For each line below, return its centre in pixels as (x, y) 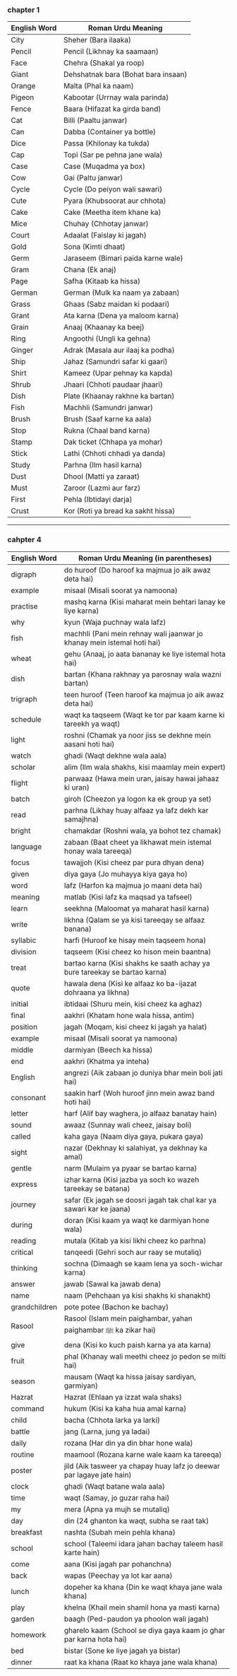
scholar (23, 767)
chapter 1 (24, 10)
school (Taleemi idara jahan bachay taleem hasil (144, 1544)
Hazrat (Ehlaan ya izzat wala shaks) (123, 1397)
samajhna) (81, 819)
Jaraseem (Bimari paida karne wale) (123, 258)
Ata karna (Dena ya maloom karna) (121, 316)
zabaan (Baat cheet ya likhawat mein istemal (138, 842)
